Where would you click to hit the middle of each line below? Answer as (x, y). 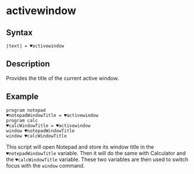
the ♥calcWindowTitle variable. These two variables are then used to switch (97, 159)
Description (28, 64)
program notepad (26, 110)
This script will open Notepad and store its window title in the (80, 147)
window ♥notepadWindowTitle (41, 130)
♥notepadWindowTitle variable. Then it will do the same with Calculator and (96, 153)
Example (22, 97)
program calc (22, 121)
